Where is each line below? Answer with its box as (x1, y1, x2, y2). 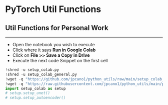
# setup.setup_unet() (5, 90, 50, 96)
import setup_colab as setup (5, 86, 66, 91)
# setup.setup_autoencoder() (5, 95, 66, 100)
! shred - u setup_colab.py (5, 67, 59, 72)
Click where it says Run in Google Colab (12, 47, 96, 53)
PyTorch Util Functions (5, 4, 101, 15)
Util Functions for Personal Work (5, 24, 108, 32)
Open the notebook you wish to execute (12, 42, 95, 47)
